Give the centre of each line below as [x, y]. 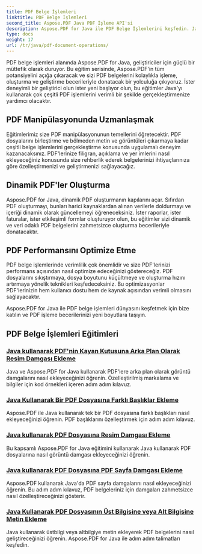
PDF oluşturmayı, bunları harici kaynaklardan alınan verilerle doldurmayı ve [99, 206]
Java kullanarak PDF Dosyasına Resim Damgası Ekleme [88, 435]
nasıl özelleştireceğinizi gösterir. [46, 496]
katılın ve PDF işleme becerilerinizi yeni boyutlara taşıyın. [76, 315]
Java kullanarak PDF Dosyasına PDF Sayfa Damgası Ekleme [95, 470]
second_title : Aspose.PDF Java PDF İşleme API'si [70, 23]
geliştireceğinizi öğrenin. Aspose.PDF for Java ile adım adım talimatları [93, 538]
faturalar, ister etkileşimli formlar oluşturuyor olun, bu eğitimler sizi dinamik [99, 219]
